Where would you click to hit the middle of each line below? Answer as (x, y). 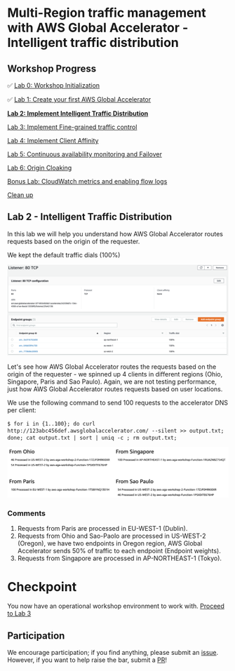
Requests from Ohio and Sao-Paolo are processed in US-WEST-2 (112, 536)
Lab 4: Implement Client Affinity (53, 141)
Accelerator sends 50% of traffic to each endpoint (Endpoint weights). (119, 551)
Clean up (20, 195)
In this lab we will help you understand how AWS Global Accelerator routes (115, 233)
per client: (22, 410)
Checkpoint (42, 587)
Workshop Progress (52, 68)
